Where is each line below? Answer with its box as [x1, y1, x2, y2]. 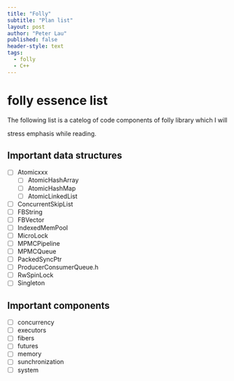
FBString [17, 207, 43, 216]
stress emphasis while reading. [7, 129, 96, 137]
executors [17, 326, 47, 335]
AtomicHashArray [27, 176, 79, 184]
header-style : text [7, 43, 64, 50]
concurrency [17, 318, 54, 326]
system [17, 366, 39, 374]
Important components [7, 299, 110, 312]
